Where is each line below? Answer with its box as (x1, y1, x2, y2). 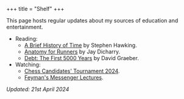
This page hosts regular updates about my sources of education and (6, 17, 179, 24)
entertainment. (6, 24, 44, 30)
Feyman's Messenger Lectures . (24, 74, 104, 81)
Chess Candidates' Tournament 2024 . (24, 67, 120, 75)
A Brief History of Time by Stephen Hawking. (24, 42, 137, 49)
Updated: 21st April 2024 (6, 86, 69, 93)
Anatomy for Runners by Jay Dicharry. (24, 48, 121, 55)
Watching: (15, 61, 41, 68)
